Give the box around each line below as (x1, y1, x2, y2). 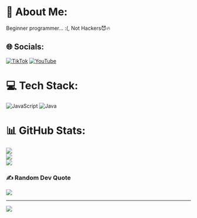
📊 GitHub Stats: (6, 124, 86, 137)
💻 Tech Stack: (6, 79, 79, 92)
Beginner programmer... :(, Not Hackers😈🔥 (6, 25, 110, 32)
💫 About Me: (6, 5, 68, 19)
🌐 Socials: (6, 42, 45, 52)
